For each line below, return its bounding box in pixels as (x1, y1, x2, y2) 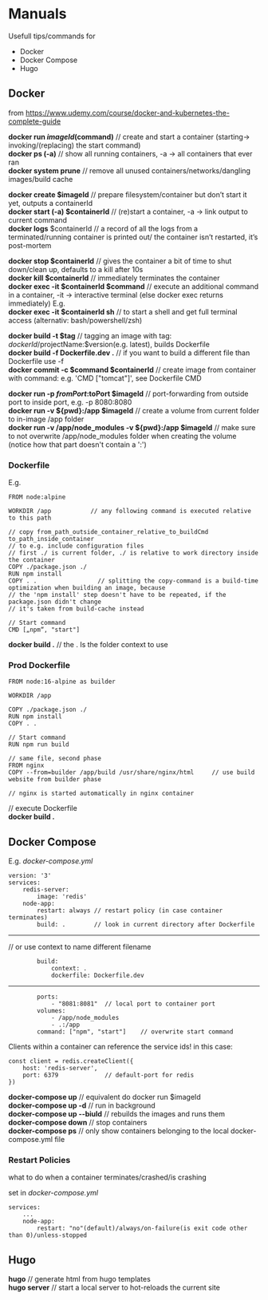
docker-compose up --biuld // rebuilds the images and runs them (8, 1109, 226, 1119)
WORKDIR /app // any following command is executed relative (8, 508, 251, 516)
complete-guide (8, 117, 61, 126)
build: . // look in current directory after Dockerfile (37, 921, 255, 929)
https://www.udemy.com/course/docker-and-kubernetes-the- (25, 108, 230, 117)
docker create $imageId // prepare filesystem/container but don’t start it (8, 189, 247, 200)
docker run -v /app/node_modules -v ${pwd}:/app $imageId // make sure (8, 422, 256, 432)
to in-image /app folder (8, 414, 85, 424)
